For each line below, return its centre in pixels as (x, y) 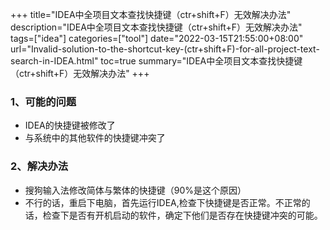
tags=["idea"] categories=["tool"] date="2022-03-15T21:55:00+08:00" (157, 38)
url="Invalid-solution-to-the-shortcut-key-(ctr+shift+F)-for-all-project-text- (165, 49)
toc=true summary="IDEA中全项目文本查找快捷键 (201, 61)
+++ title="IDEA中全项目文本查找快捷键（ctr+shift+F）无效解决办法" (151, 14)
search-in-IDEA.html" (54, 61)
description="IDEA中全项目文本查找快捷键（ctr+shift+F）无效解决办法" (156, 27)
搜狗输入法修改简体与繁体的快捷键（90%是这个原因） (135, 190)
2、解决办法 (39, 166)
